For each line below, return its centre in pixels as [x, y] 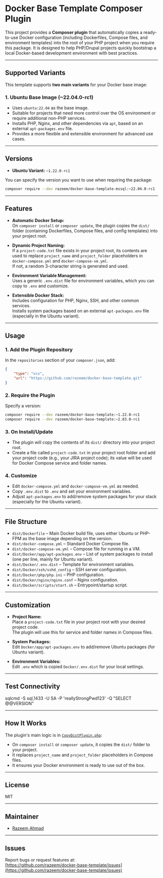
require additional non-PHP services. [49, 118]
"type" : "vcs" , [29, 374]
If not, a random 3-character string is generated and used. [70, 266]
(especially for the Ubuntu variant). [47, 502]
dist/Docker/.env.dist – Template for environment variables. [73, 564]
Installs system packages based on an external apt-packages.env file [81, 311]
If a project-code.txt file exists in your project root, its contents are [80, 250]
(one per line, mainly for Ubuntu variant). [53, 559]
